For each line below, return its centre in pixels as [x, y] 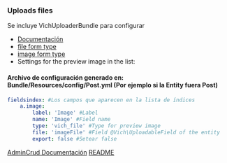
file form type [37, 47]
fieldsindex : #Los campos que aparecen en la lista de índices [101, 100]
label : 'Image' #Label [65, 113]
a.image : [32, 106]
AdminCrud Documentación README [61, 152]
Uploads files [30, 10]
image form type [41, 54]
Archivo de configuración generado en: [66, 77]
